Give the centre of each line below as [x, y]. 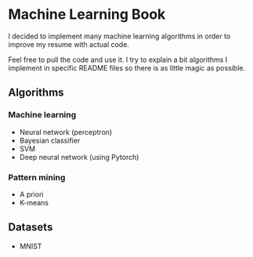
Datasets [31, 228]
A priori [31, 194]
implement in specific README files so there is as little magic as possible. [127, 67]
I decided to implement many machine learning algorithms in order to [119, 36]
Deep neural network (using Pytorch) [79, 157]
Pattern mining [37, 177]
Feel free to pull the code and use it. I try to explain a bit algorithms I [118, 60]
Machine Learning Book [87, 14]
